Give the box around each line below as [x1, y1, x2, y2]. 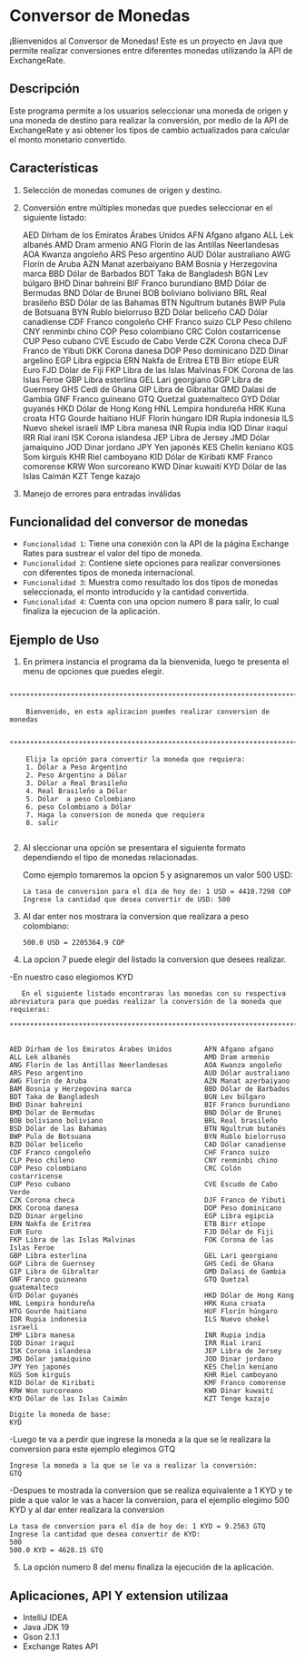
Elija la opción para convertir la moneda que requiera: [25, 755, 246, 764]
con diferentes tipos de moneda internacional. [22, 567, 195, 578]
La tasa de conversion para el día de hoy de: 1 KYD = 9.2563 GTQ [9, 1522, 266, 1531]
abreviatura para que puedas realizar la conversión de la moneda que [9, 998, 282, 1007]
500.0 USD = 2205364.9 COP [22, 939, 125, 948]
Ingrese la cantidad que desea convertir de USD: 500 [22, 895, 231, 904]
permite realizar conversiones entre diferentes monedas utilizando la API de [9, 44, 293, 55]
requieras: [9, 1005, 51, 1015]
